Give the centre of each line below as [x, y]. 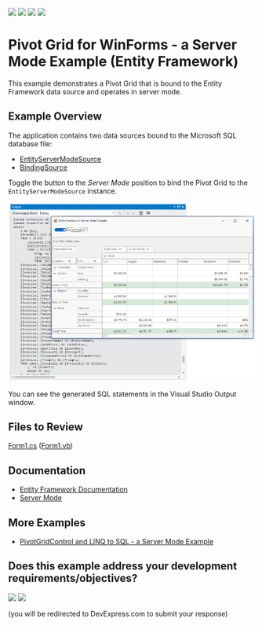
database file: [30, 144]
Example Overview [55, 117]
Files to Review [46, 427]
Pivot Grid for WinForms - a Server [123, 45]
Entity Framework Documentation [73, 490]
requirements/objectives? [73, 578]
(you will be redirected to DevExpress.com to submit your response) [118, 613]
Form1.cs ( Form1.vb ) [40, 446]
